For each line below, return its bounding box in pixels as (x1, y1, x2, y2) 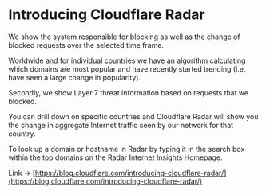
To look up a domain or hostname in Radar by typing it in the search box (8, 144, 245, 153)
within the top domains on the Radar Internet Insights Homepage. (8, 153, 223, 162)
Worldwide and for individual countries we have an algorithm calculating (8, 56, 246, 65)
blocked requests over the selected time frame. (8, 40, 165, 49)
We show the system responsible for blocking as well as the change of (8, 32, 241, 41)
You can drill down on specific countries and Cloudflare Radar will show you (8, 111, 259, 121)
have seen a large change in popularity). (8, 72, 141, 82)
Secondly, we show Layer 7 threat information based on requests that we (8, 87, 249, 97)
